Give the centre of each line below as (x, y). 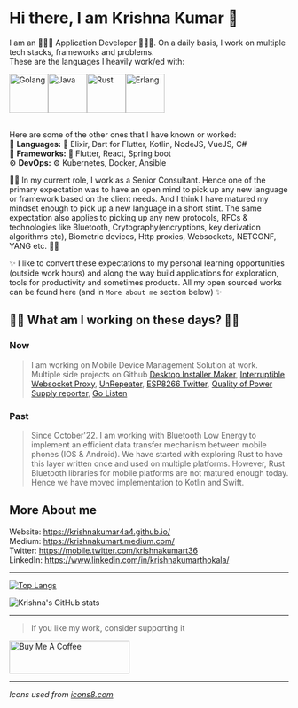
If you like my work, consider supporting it (108, 627)
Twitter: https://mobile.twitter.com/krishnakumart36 (103, 550)
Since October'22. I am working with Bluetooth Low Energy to (144, 435)
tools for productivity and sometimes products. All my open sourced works (145, 282)
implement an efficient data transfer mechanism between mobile (149, 444)
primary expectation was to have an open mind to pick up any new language (149, 189)
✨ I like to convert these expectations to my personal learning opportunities (147, 263)
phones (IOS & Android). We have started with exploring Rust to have (157, 454)
